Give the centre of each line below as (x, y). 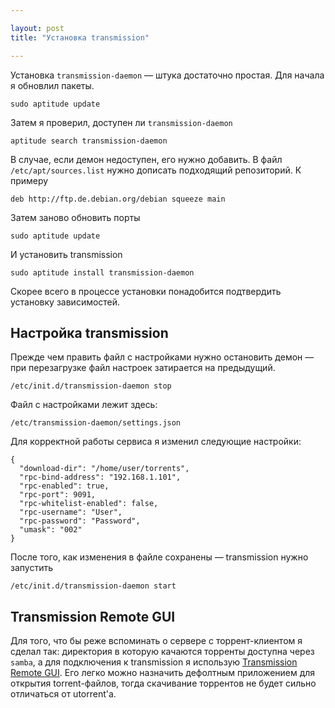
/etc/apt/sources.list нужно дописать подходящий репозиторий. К (156, 170)
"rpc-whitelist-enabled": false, (89, 504)
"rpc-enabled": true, (64, 486)
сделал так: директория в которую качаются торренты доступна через (162, 652)
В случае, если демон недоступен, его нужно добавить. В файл (146, 159)
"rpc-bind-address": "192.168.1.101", (100, 477)
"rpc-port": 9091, (58, 495)
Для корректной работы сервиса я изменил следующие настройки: (156, 442)
